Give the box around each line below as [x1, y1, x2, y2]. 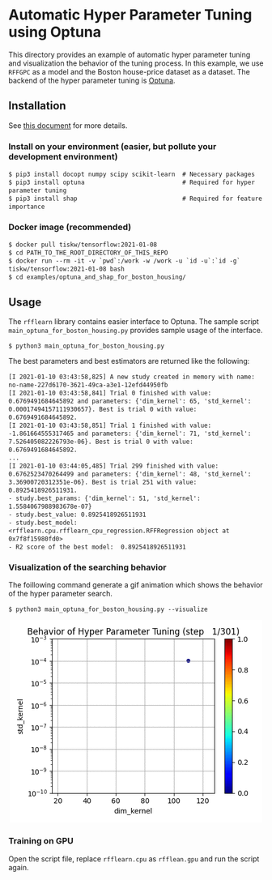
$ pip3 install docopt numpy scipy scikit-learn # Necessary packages [8, 170, 255, 179]
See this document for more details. [8, 120, 128, 130]
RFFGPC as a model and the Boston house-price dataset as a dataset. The [8, 66, 251, 76]
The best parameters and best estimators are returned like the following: [8, 357, 250, 366]
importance [8, 203, 45, 211]
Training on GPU [8, 835, 74, 847]
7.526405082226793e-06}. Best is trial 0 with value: [8, 438, 194, 446]
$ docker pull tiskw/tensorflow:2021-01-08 [8, 241, 158, 249]
